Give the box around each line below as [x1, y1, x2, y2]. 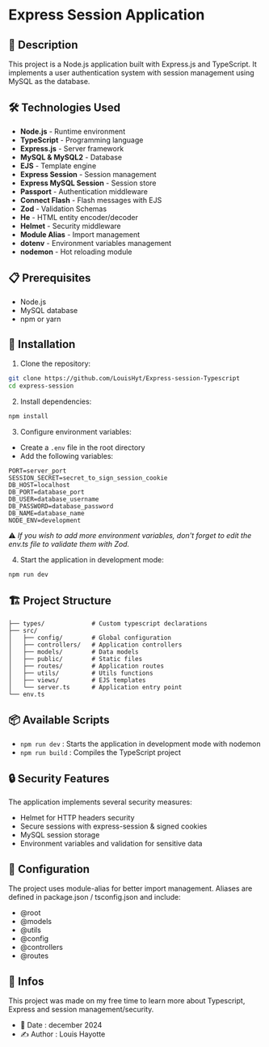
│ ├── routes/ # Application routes [8, 662, 164, 670]
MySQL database [19, 305, 78, 315]
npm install [8, 413, 48, 421]
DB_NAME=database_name [8, 510, 85, 518]
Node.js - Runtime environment [19, 126, 126, 136]
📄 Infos [8, 974, 44, 988]
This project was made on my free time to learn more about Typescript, [8, 996, 246, 1005]
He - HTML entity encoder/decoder [19, 212, 139, 222]
